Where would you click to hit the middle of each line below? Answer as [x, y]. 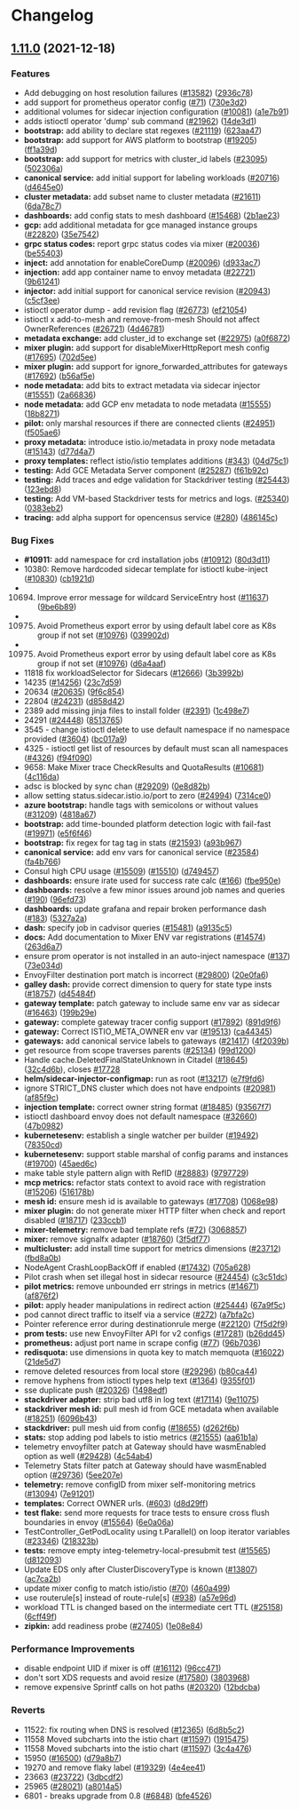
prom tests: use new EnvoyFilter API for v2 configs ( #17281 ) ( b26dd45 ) [154, 1334]
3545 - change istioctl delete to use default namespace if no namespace [157, 730]
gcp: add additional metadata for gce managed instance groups [141, 225]
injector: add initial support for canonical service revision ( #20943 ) [147, 290]
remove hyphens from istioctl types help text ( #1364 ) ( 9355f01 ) [140, 1381]
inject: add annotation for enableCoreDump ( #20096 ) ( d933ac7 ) [142, 262]
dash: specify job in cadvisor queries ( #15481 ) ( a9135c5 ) [128, 928]
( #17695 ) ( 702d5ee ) [60, 357]
